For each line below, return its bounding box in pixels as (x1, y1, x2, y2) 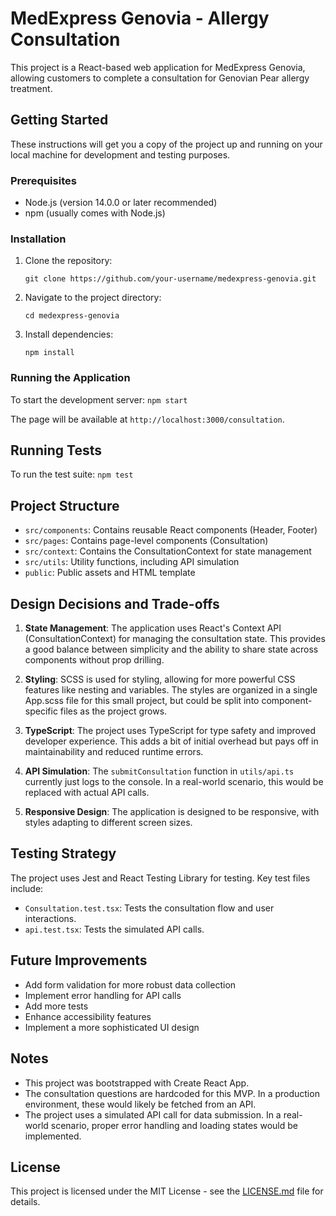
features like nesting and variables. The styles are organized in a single (24, 684, 318, 696)
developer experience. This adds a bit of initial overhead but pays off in (24, 735, 319, 747)
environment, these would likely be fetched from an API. (24, 1098, 257, 1110)
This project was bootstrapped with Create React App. (24, 1077, 250, 1089)
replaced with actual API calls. (24, 787, 150, 799)
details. (10, 1196, 41, 1208)
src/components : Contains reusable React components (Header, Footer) (24, 524, 318, 536)
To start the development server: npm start (10, 393, 188, 406)
